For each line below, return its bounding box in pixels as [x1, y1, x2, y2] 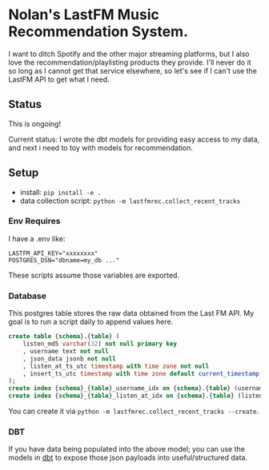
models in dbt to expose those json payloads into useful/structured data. [8, 453, 248, 463]
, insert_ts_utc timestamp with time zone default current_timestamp [22, 369, 260, 377]
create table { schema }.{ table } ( [8, 333, 120, 341]
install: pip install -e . [19, 187, 102, 197]
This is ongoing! [8, 118, 62, 129]
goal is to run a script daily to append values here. [8, 317, 174, 327]
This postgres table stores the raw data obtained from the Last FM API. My [8, 309, 255, 318]
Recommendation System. [8, 22, 189, 41]
